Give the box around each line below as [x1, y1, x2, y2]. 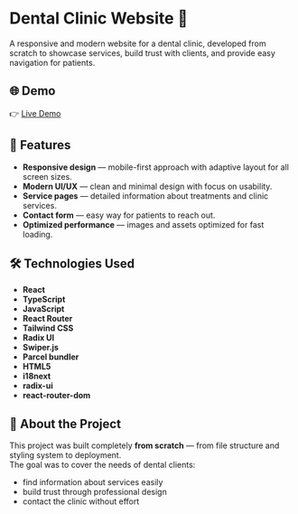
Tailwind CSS [22, 322, 74, 333]
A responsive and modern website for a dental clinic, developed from [9, 38, 266, 49]
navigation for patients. [9, 57, 96, 68]
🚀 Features [9, 137, 71, 153]
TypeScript [22, 294, 66, 305]
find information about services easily [22, 477, 163, 488]
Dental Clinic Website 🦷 [9, 8, 189, 29]
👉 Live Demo [9, 107, 61, 118]
